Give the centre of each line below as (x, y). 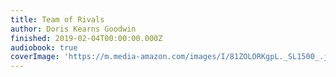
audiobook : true (44, 47)
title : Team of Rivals (57, 19)
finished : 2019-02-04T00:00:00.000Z (86, 38)
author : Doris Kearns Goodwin (73, 29)
